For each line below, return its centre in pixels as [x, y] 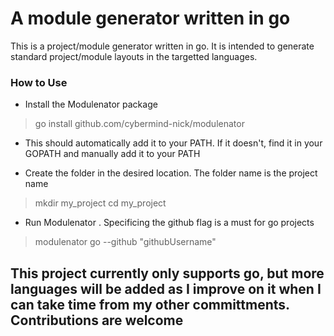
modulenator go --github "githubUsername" [125, 242]
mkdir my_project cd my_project [100, 203]
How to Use [39, 82]
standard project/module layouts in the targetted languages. [134, 56]
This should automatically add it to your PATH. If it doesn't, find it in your [173, 143]
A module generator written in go [150, 18]
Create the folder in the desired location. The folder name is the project [171, 173]
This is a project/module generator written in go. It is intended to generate [162, 46]
